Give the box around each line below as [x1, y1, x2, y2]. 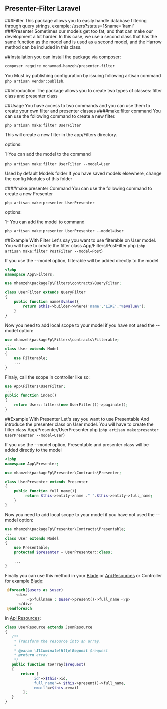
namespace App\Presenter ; [5, 461, 59, 466]
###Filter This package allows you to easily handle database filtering [5, 17, 147, 23]
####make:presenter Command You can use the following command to [5, 185, 152, 191]
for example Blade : [5, 578, 44, 584]
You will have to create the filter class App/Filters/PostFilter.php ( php [5, 242, 146, 248]
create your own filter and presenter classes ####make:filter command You [5, 108, 161, 114]
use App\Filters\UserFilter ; [5, 384, 66, 389]
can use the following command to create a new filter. [5, 113, 116, 119]
